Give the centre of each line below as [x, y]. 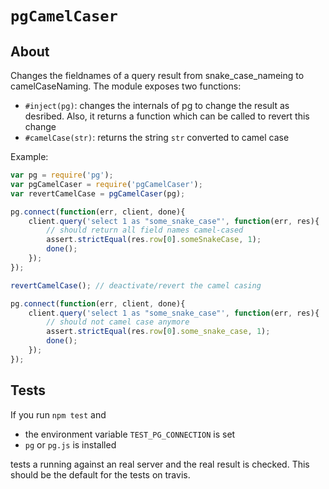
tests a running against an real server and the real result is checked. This [160, 464]
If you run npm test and [58, 414]
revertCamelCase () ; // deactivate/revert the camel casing [136, 285]
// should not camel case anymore [118, 322]
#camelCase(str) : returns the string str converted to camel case [157, 137]
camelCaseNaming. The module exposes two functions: [126, 86]
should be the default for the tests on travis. [100, 474]
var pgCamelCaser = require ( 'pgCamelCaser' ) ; [106, 184]
